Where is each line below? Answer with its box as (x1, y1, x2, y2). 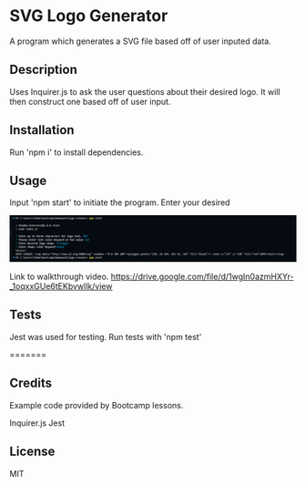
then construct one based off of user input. (9, 96, 171, 107)
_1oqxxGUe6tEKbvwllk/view (9, 281, 113, 292)
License (9, 444, 56, 460)
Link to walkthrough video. (9, 271, 109, 283)
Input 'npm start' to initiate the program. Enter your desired (9, 197, 230, 208)
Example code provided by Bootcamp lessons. (9, 399, 184, 410)
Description (9, 62, 77, 78)
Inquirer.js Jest (9, 417, 66, 429)
